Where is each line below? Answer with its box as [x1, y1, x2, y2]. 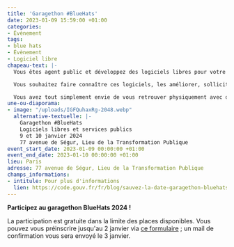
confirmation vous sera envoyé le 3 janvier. [7, 231, 131, 240]
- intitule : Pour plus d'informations [7, 177, 120, 184]
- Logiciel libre [7, 56, 58, 63]
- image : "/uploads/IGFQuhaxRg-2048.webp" [7, 106, 132, 113]
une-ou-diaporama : [7, 100, 61, 107]
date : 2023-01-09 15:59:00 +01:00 [7, 17, 108, 24]
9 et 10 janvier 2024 [19, 132, 82, 139]
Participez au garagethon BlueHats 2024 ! [7, 203, 131, 212]
